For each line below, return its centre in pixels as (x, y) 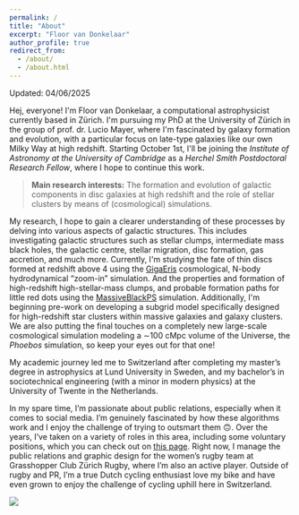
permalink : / (34, 17)
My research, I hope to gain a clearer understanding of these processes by (147, 221)
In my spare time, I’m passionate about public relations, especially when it (145, 408)
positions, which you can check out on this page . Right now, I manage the (145, 446)
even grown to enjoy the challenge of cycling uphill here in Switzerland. (141, 484)
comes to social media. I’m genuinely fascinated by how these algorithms (145, 417)
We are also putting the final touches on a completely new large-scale (138, 326)
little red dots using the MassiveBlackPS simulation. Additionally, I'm (135, 297)
